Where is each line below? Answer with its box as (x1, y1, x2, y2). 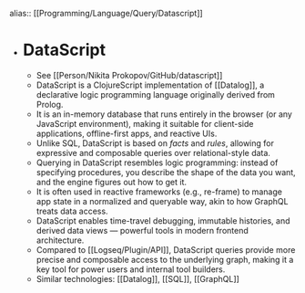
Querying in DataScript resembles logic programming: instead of (36, 157, 279, 168)
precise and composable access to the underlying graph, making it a (36, 254, 294, 265)
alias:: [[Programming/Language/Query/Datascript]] (9, 8, 203, 18)
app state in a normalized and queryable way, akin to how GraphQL (36, 195, 289, 206)
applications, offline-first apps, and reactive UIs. (36, 128, 218, 139)
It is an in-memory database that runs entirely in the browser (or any (36, 109, 293, 120)
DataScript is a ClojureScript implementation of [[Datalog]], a (36, 79, 265, 90)
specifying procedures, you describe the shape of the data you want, (36, 166, 296, 177)
